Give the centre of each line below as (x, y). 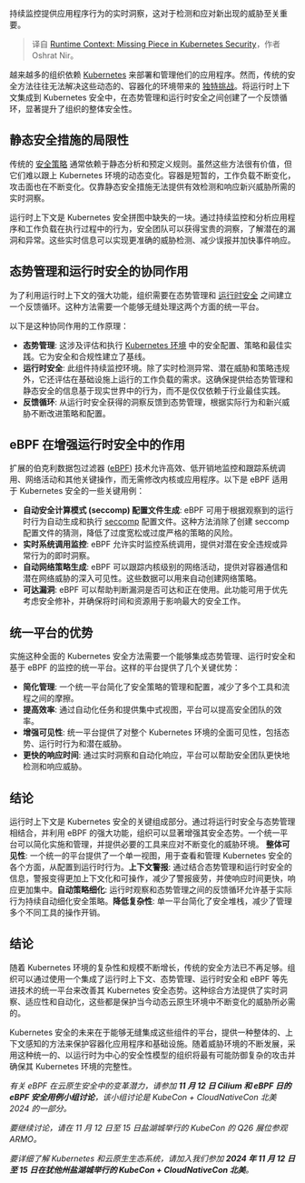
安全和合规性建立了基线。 (102, 356)
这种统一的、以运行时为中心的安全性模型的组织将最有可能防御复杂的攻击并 (156, 1055)
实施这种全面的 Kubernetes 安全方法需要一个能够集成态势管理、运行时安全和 (152, 657)
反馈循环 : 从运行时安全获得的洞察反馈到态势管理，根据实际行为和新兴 (152, 402)
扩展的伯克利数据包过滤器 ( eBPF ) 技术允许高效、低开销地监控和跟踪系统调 (148, 468)
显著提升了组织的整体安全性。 (81, 109)
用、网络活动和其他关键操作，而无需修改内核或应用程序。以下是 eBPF (140, 479)
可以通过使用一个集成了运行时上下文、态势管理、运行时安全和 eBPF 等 (148, 978)
